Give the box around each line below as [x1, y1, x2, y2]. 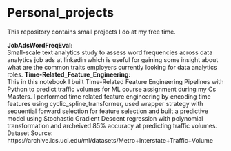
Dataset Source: [7, 129, 53, 137]
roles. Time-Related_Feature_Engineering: [7, 70, 131, 79]
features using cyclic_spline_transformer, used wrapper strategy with [7, 99, 203, 108]
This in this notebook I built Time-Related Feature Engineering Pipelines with [7, 77, 224, 85]
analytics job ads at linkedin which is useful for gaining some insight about [7, 55, 219, 63]
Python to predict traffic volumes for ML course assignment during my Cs [7, 85, 217, 93]
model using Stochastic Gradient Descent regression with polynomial [7, 114, 203, 122]
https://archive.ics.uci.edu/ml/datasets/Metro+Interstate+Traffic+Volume [7, 136, 214, 144]
